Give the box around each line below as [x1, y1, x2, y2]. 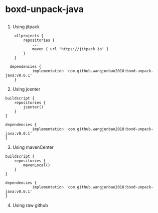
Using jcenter [12, 86, 41, 92]
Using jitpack [12, 24, 40, 30]
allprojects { [14, 33, 44, 38]
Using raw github [12, 202, 49, 208]
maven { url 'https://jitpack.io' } [32, 46, 109, 51]
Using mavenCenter [12, 144, 54, 150]
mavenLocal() [23, 162, 51, 168]
